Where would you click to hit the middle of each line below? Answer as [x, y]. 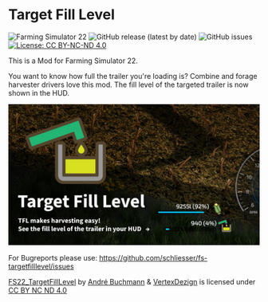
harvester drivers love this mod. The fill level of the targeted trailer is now [128, 84]
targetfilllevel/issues [41, 267]
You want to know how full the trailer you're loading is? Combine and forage [133, 76]
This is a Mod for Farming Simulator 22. [73, 61]
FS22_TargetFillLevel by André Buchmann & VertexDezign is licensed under [132, 282]
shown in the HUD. [39, 92]
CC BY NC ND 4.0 [38, 290]
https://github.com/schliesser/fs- [154, 258]
